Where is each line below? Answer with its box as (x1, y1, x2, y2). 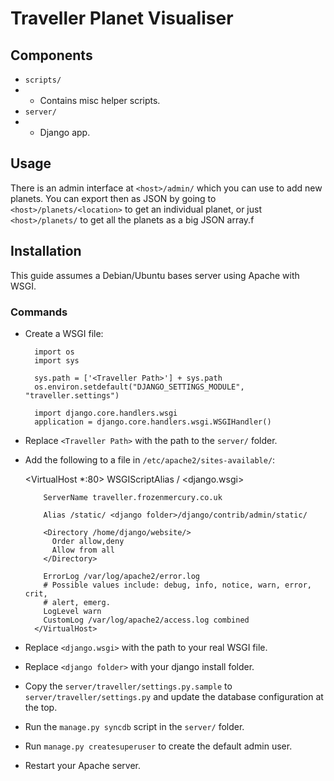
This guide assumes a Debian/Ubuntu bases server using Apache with (10, 269, 300, 281)
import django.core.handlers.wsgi (34, 408, 178, 418)
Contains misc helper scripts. (39, 95, 161, 106)
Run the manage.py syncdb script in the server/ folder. (24, 720, 245, 732)
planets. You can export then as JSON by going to (10, 192, 217, 204)
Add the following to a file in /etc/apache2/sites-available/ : (24, 453, 276, 466)
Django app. (39, 127, 91, 138)
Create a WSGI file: (24, 327, 104, 339)
